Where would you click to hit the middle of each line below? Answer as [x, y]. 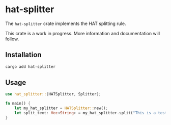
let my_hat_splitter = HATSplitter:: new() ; [61, 108]
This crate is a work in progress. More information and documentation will [83, 33]
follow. [12, 39]
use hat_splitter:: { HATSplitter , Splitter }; [53, 94]
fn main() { [18, 104]
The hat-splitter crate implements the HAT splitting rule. [66, 23]
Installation [23, 55]
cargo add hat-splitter [31, 67]
